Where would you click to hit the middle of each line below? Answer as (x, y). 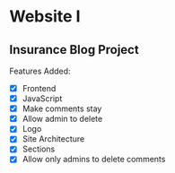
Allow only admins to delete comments (94, 160)
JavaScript (42, 99)
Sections (39, 149)
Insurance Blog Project (74, 50)
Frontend (39, 88)
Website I (45, 17)
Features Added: (40, 71)
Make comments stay (62, 108)
